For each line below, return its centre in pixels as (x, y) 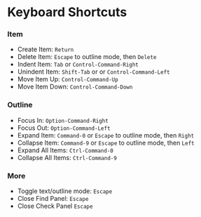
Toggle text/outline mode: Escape (65, 191)
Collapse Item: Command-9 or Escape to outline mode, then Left (106, 143)
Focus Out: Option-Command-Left (64, 128)
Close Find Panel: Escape (53, 199)
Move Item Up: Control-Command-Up (68, 79)
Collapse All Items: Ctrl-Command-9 (67, 157)
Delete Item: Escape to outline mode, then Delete (87, 57)
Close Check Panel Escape (55, 206)
